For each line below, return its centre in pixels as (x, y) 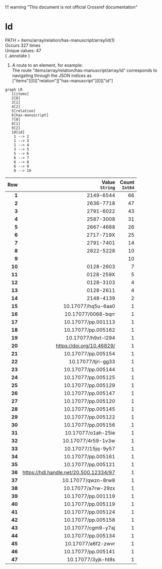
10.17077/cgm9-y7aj (89, 528)
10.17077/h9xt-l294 (90, 338)
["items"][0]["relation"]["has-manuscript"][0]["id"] (62, 80)
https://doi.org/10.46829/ (85, 345)
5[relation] (24, 111)
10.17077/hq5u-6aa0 (89, 306)
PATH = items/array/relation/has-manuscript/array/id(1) (60, 40)
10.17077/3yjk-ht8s (91, 559)
